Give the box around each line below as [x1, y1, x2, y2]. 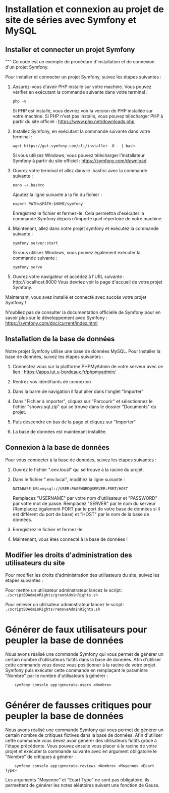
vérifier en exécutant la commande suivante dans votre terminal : [12, 89, 148, 95]
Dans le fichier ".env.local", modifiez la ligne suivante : [12, 476, 125, 482]
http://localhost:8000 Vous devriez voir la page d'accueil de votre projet [12, 279, 162, 285]
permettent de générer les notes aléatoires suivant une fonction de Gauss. [5, 782, 160, 788]
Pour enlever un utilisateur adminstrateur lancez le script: [5, 602, 124, 608]
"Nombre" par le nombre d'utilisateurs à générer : [5, 672, 108, 679]
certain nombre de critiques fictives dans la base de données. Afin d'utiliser [5, 732, 163, 738]
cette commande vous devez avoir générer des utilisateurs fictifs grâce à [5, 738, 157, 744]
